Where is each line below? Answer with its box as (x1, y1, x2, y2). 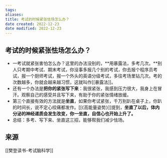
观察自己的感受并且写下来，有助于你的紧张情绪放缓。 (21, 92, 131, 98)
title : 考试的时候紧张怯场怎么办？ (5, 17, 70, 22)
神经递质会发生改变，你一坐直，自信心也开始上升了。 (26, 110, 136, 116)
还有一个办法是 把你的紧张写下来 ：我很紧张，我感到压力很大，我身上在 (12, 85, 158, 91)
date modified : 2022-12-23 (5, 26, 62, 31)
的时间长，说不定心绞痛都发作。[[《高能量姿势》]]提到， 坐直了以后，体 (12, 104, 155, 110)
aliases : (5, 12, 24, 17)
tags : (5, 7, 17, 13)
